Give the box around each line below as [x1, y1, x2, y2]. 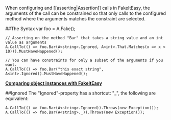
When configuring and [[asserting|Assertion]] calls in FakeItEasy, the [5, 5, 151, 11]
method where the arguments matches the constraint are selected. [5, 16, 145, 21]
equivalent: [5, 95, 29, 102]
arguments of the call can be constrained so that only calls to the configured [5, 10, 166, 16]
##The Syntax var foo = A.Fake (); [5, 26, 76, 32]
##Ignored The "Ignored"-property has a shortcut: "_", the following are [5, 90, 156, 96]
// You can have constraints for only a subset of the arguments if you [5, 58, 163, 63]
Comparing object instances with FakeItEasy [5, 80, 102, 86]
